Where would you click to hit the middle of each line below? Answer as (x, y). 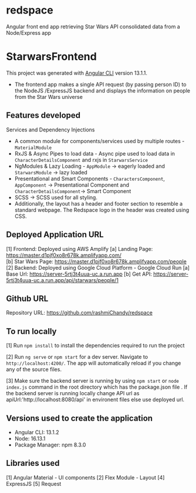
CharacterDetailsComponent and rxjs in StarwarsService (81, 160)
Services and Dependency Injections (50, 130)
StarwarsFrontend (51, 57)
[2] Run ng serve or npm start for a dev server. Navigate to (77, 357)
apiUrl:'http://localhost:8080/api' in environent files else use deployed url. (95, 400)
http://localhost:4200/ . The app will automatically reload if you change (94, 363)
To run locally (31, 331)
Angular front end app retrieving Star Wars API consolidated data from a (93, 27)
